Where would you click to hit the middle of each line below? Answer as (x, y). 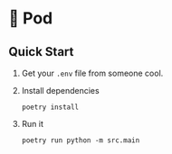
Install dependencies (61, 91)
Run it (33, 124)
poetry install (50, 107)
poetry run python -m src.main (81, 140)
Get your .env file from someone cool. (92, 73)
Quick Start (41, 52)
